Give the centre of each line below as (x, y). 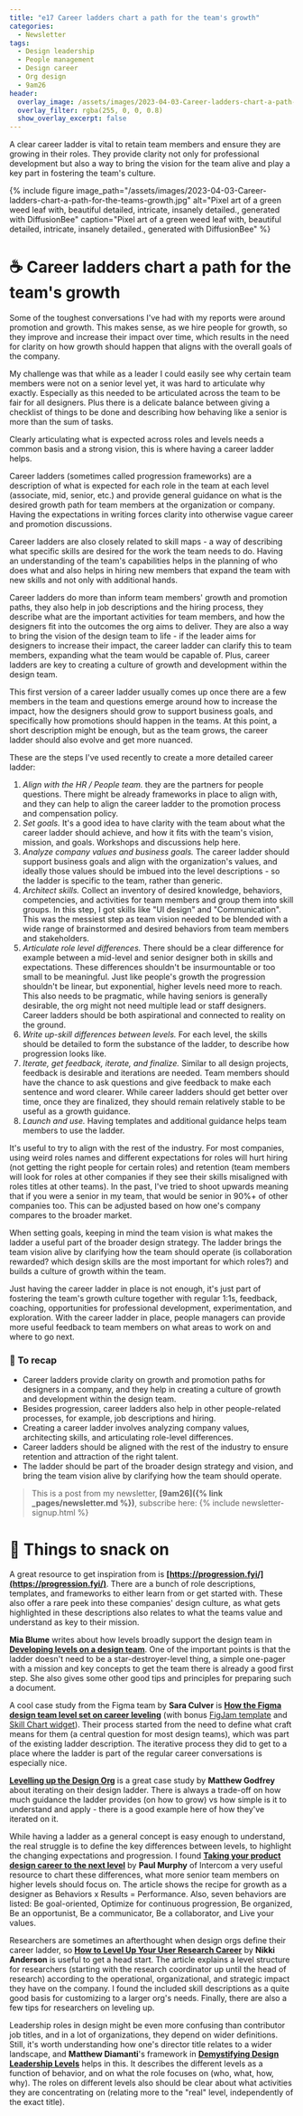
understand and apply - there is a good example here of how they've (137, 1809)
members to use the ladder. (73, 1130)
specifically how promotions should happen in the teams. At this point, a (143, 721)
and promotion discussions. (61, 524)
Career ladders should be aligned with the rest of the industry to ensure (155, 1447)
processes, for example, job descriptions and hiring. (119, 1418)
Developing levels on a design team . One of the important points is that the (150, 1649)
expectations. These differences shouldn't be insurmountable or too (149, 968)
